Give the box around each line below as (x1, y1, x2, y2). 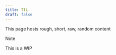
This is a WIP (5, 45, 33, 51)
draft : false (5, 12, 33, 17)
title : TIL (5, 7, 28, 12)
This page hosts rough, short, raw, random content (5, 25, 111, 31)
